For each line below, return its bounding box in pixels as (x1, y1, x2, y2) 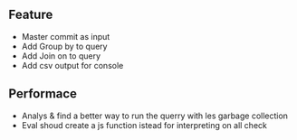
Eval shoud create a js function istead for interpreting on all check (21, 119, 268, 130)
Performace (8, 86, 78, 102)
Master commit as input (21, 31, 110, 42)
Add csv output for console (21, 60, 124, 70)
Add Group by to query (21, 41, 108, 51)
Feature (8, 7, 53, 23)
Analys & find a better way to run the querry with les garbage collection (21, 110, 289, 121)
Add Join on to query (21, 50, 101, 61)
